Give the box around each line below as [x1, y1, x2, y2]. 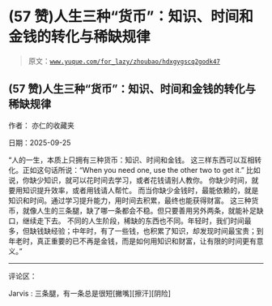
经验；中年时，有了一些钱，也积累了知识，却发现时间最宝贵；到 [50, 226, 264, 235]
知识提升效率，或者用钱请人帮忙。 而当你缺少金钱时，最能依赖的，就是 [22, 185, 259, 195]
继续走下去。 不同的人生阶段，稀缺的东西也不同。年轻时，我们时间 [22, 216, 244, 226]
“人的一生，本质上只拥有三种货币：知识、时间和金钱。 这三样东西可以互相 [8, 155, 255, 165]
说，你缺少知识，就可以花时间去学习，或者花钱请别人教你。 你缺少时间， [8, 175, 252, 185]
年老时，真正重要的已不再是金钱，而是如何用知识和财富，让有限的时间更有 [8, 236, 257, 246]
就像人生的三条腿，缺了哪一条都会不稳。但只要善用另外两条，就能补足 [22, 205, 257, 215]
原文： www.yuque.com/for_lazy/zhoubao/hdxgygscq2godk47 [28, 56, 221, 66]
